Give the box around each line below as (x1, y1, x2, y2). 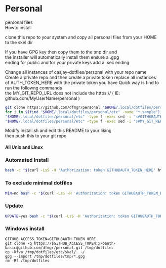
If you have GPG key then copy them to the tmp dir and (5, 49, 117, 55)
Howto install (5, 24, 32, 30)
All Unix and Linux (5, 144, 43, 150)
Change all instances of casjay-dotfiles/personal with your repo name (5, 69, 147, 75)
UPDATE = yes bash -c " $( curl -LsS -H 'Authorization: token (5, 214, 129, 219)
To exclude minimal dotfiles (5, 179, 73, 186)
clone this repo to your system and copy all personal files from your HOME (5, 34, 157, 40)
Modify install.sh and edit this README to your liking (5, 128, 112, 134)
